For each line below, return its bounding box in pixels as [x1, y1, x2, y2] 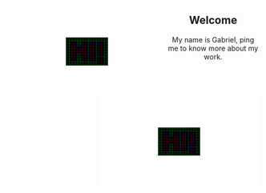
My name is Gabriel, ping [171, 34, 255, 44]
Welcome [189, 14, 237, 27]
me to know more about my [167, 43, 259, 53]
